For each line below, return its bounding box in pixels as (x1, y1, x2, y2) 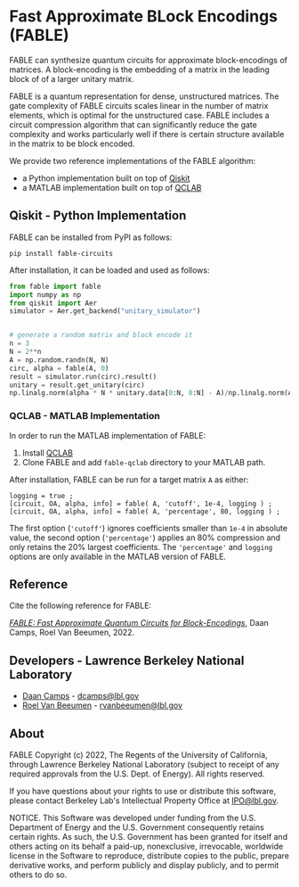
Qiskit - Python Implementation (9, 208, 187, 224)
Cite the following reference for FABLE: (9, 600, 152, 612)
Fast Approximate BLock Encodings (9, 6, 279, 27)
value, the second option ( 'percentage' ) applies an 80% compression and (9, 532, 281, 543)
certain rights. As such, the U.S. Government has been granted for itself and (9, 831, 287, 842)
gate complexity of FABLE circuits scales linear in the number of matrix (9, 100, 269, 111)
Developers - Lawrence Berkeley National (9, 653, 245, 668)
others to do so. (9, 869, 68, 880)
